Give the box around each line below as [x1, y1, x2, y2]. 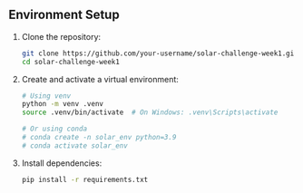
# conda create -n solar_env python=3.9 [21, 133, 177, 142]
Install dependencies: [21, 158, 103, 169]
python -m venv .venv [21, 100, 103, 109]
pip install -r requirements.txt [21, 175, 149, 184]
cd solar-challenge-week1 [21, 57, 120, 66]
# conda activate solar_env [21, 140, 128, 150]
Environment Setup [8, 7, 120, 23]
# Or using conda [21, 124, 88, 134]
